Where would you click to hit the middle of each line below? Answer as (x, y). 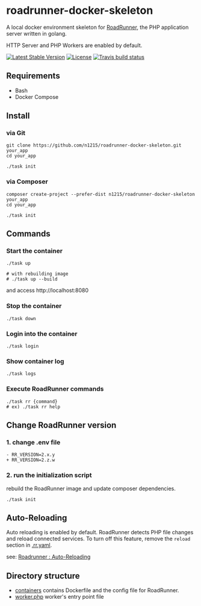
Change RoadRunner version (61, 425)
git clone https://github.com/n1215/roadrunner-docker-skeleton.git (94, 145)
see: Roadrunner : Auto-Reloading (48, 557)
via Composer (27, 181)
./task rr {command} (32, 402)
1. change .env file (33, 442)
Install (18, 116)
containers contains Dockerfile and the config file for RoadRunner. (97, 590)
